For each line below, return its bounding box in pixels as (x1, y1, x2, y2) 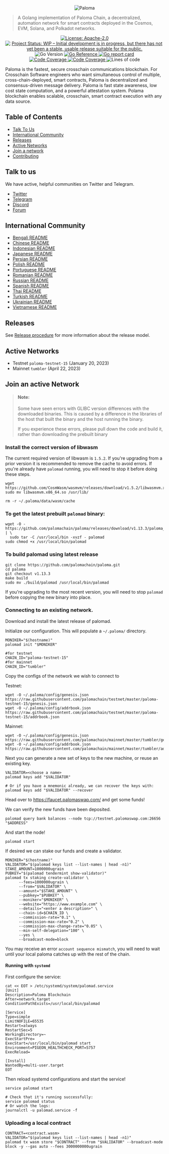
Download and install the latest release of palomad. (5, 618, 112, 624)
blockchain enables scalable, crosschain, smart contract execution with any (5, 93, 162, 99)
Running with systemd (5, 963, 51, 969)
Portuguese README (12, 267, 57, 273)
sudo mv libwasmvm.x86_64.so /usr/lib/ (5, 489, 89, 495)
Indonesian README (12, 245, 55, 251)
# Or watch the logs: (5, 1104, 51, 1109)
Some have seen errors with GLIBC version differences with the (17, 405, 149, 411)
